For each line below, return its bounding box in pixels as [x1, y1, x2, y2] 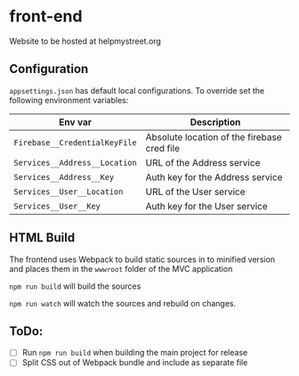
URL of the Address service [145, 156, 261, 168]
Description [190, 116, 241, 128]
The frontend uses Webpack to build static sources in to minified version [9, 254, 276, 265]
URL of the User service [145, 185, 246, 198]
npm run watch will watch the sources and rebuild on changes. [9, 298, 237, 308]
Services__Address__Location [13, 158, 137, 168]
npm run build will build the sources [9, 281, 141, 291]
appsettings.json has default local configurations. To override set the [9, 85, 265, 95]
